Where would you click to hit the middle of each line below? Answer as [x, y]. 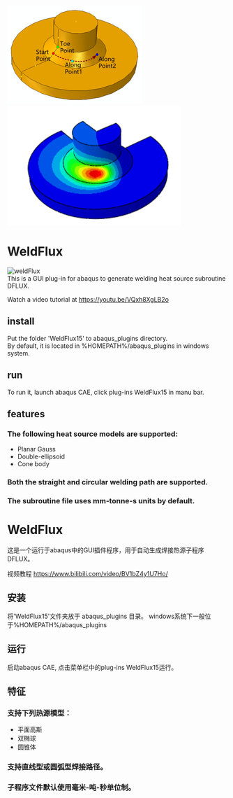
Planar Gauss [36, 449]
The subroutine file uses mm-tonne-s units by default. [101, 501]
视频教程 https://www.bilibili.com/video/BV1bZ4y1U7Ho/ [88, 574]
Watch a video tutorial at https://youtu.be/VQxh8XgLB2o [88, 299]
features [26, 414]
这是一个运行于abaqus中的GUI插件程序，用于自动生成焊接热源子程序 [106, 550]
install [21, 322]
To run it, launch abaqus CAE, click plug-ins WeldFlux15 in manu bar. [106, 392]
